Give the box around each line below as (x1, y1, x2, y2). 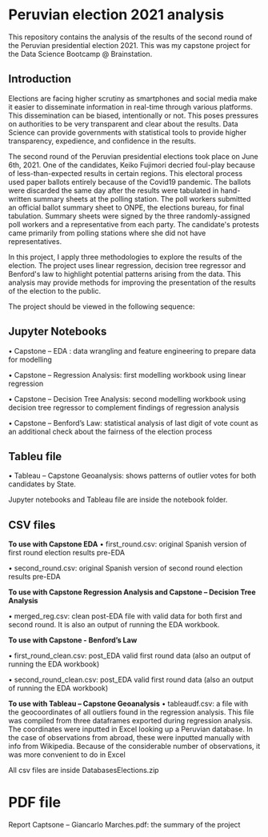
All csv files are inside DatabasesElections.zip (8, 766, 159, 775)
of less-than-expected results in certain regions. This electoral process (8, 168, 242, 178)
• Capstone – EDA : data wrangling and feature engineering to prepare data (8, 346, 256, 355)
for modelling (8, 354, 52, 364)
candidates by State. (8, 479, 76, 489)
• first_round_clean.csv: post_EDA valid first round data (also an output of (8, 651, 251, 661)
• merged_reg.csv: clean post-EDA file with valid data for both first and (8, 611, 242, 621)
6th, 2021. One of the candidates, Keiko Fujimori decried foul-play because (8, 160, 256, 170)
